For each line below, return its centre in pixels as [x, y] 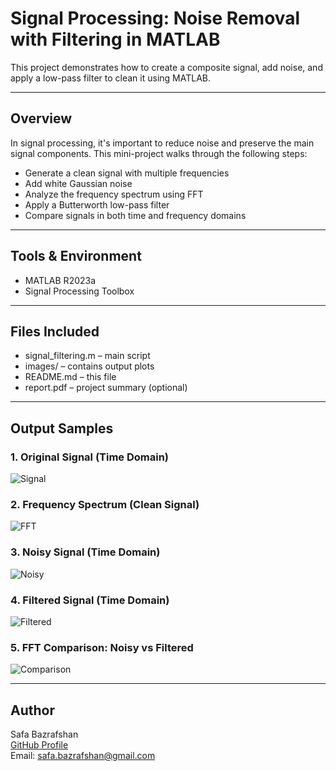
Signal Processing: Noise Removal [155, 18]
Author [32, 710]
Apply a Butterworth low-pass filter [97, 204]
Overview [41, 118]
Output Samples [62, 428]
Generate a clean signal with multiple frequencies [127, 173]
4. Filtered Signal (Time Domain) [90, 600]
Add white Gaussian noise [78, 183]
